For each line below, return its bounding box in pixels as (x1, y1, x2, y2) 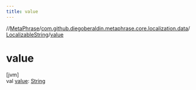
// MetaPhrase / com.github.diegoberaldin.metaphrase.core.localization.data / (6, 25, 191, 32)
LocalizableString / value (6, 31, 64, 38)
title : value (6, 8, 38, 15)
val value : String (6, 77, 46, 84)
